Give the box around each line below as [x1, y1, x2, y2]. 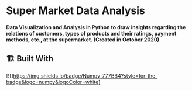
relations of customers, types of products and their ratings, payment [6, 30, 177, 37]
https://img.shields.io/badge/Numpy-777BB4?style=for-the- [13, 72, 158, 79]
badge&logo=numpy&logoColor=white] [6, 78, 101, 85]
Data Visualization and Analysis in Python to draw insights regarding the [6, 23, 186, 30]
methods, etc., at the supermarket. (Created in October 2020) [6, 36, 160, 43]
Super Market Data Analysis [6, 4, 145, 17]
